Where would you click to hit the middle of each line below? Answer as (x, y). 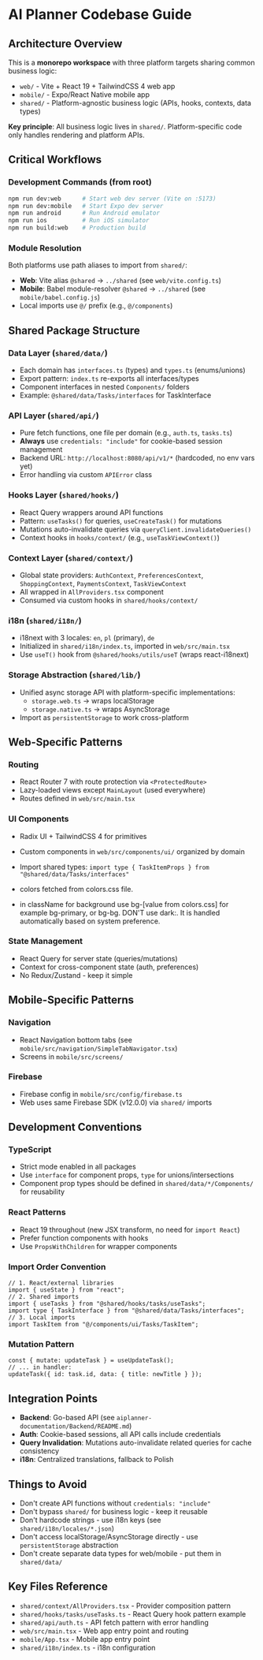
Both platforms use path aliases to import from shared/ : (98, 265)
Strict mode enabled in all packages (78, 1167)
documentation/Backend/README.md (74, 1427)
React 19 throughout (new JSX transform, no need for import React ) (130, 1229)
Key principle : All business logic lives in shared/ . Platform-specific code (125, 127)
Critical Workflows (55, 160)
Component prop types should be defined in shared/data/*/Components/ (136, 1184)
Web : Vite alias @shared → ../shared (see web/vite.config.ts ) (120, 281)
